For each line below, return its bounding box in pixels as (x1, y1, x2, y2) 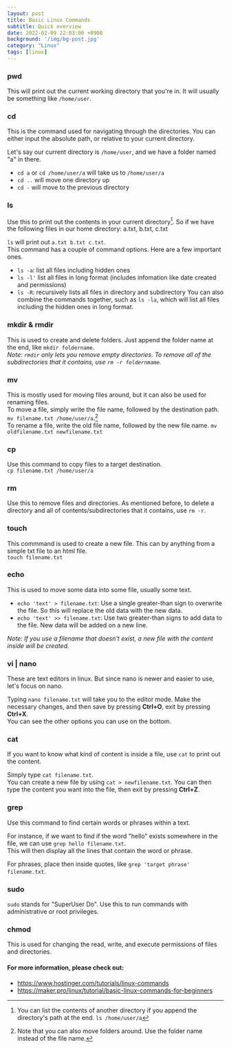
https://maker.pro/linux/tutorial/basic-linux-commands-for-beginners (16, 986, 213, 994)
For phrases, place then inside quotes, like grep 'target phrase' (7, 860, 190, 868)
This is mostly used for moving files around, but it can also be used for (7, 391, 207, 399)
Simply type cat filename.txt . (7, 771, 94, 779)
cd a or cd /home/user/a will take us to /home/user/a (16, 168, 165, 177)
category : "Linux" (7, 42, 60, 49)
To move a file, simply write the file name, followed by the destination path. (7, 405, 219, 414)
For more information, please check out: (7, 963, 124, 972)
